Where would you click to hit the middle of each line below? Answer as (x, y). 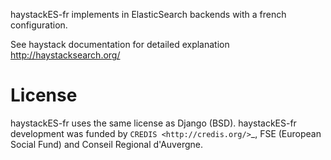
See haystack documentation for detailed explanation (120, 44)
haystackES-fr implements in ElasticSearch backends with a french (148, 14)
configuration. (39, 25)
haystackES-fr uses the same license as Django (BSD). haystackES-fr (153, 123)
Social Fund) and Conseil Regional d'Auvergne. (106, 144)
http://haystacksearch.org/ (65, 55)
